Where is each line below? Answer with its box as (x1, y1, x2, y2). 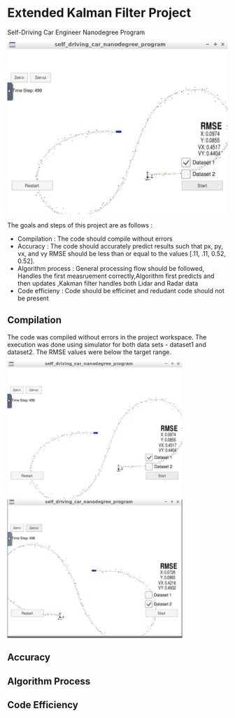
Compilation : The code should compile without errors (17, 234, 173, 243)
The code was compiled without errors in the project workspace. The (7, 332, 207, 341)
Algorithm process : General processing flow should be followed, (17, 265, 205, 273)
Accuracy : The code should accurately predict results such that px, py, (17, 242, 224, 251)
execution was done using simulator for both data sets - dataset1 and (7, 340, 206, 349)
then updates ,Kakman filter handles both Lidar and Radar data (17, 279, 199, 288)
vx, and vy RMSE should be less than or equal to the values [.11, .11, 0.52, (17, 250, 226, 258)
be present (17, 294, 49, 302)
